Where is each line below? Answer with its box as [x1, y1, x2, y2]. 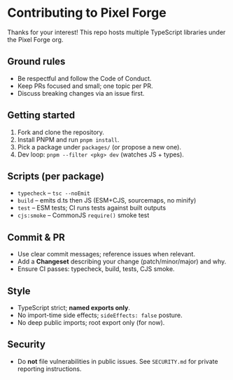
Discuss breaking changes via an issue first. [17, 89, 145, 97]
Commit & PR [7, 231, 65, 243]
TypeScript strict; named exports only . [17, 304, 131, 312]
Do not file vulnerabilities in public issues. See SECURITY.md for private [17, 357, 218, 365]
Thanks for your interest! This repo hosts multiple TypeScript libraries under [7, 28, 226, 36]
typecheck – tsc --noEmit [17, 189, 91, 197]
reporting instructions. [17, 365, 82, 373]
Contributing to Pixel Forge [7, 5, 167, 21]
